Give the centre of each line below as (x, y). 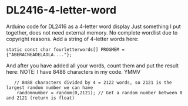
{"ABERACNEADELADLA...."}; (39, 54)
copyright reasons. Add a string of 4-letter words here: (73, 39)
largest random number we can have (50, 88)
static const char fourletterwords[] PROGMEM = (66, 49)
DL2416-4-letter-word (61, 10)
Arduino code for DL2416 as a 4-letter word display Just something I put (93, 26)
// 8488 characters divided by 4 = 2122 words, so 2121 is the (93, 83)
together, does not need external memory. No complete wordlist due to (92, 32)
